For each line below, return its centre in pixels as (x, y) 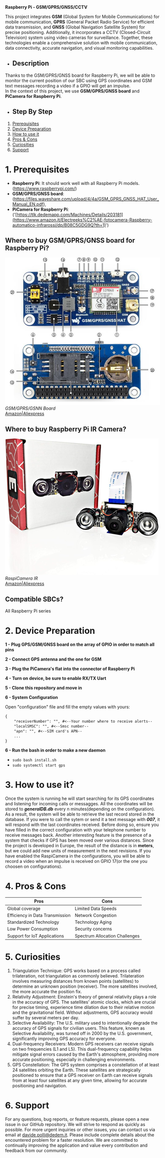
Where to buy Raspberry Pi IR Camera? (66, 429)
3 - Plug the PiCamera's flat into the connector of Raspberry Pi (70, 669)
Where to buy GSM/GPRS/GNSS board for (70, 240)
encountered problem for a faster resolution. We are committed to (72, 1140)
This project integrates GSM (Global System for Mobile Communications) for (82, 16)
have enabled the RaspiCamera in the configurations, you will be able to (78, 856)
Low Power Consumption (32, 929)
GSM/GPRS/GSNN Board (30, 408)
